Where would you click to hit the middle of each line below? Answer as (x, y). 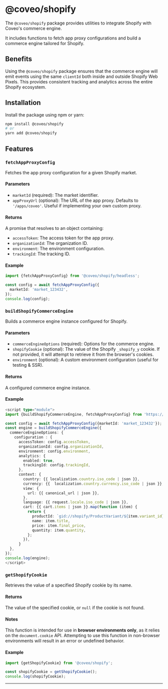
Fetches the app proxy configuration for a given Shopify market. (71, 172)
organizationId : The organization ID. (50, 243)
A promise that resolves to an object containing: (54, 228)
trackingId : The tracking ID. (41, 254)
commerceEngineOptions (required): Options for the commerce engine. (83, 344)
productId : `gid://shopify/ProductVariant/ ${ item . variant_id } (98, 516)
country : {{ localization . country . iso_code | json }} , (81, 479)
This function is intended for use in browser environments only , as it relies (82, 630)
